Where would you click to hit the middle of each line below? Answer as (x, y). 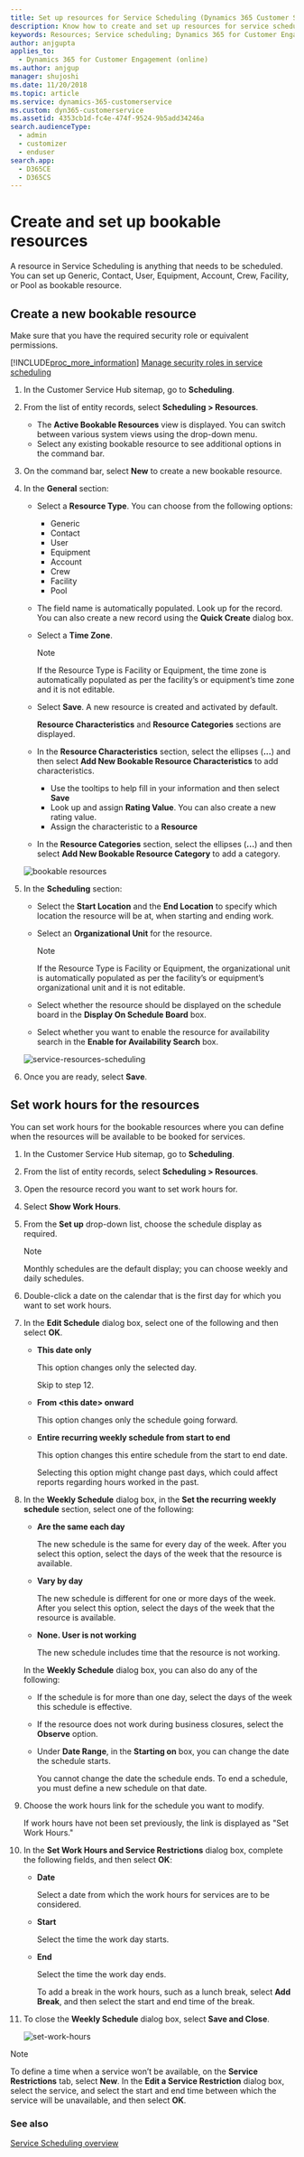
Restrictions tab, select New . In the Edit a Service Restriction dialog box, (147, 2081)
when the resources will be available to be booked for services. (128, 1136)
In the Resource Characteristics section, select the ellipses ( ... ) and (164, 752)
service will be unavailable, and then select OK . (98, 2100)
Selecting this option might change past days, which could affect (157, 1472)
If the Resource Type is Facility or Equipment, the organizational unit (164, 968)
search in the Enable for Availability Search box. (128, 1041)
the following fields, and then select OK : (97, 1859)
